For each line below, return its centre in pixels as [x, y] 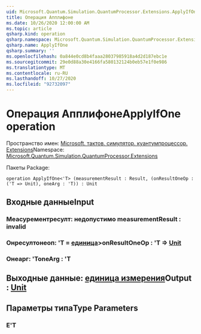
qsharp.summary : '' [31, 51]
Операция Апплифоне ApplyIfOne [94, 114]
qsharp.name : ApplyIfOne [37, 46]
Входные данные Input [50, 202]
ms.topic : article [29, 28]
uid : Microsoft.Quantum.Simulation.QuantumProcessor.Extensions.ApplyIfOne [103, 12]
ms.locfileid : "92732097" [38, 85]
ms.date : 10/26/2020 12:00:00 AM [48, 23]
